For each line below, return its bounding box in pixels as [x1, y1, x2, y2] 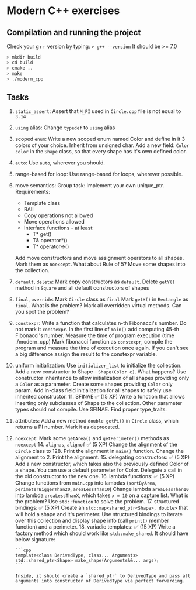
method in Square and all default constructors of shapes [15, 284, 149, 291]
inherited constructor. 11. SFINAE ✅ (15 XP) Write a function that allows [15, 393, 185, 400]
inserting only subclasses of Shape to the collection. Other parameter [15, 400, 183, 407]
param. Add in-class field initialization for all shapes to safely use [15, 387, 171, 394]
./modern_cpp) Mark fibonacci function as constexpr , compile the [15, 338, 173, 345]
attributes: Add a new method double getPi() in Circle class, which [15, 417, 178, 424]
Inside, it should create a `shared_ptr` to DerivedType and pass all [15, 573, 191, 579]
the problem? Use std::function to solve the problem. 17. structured [15, 498, 180, 505]
